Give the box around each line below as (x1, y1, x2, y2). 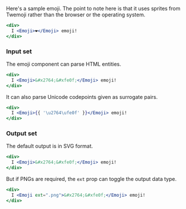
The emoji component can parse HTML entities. (6, 60, 121, 67)
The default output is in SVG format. (6, 143, 93, 150)
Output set (6, 129, 38, 138)
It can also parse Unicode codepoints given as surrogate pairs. (6, 93, 158, 100)
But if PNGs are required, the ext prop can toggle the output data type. (6, 176, 177, 183)
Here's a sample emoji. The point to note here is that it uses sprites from (6, 5, 181, 12)
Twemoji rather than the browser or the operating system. (6, 11, 146, 18)
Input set (6, 47, 32, 55)
